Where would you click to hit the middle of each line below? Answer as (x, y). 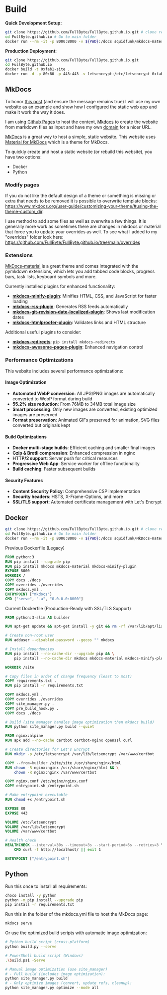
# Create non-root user (30, 636)
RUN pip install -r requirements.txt (44, 686)
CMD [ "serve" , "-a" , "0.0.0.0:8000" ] (44, 599)
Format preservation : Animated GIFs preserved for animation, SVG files (86, 420)
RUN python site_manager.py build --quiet (50, 727)
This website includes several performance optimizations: (64, 371)
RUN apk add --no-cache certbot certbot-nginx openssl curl (69, 741)
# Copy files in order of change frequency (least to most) (69, 676)
